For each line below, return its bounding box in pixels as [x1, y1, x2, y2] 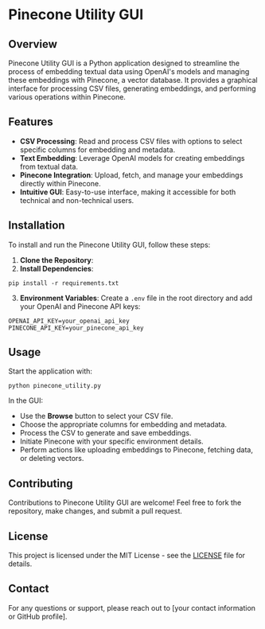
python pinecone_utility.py [8, 382, 102, 390]
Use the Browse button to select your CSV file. [19, 412, 173, 421]
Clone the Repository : [19, 255, 94, 264]
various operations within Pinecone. [8, 92, 126, 101]
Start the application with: [8, 366, 93, 376]
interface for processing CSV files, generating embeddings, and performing [8, 84, 256, 93]
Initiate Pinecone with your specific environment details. [19, 436, 205, 447]
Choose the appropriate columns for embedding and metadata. [19, 420, 228, 429]
